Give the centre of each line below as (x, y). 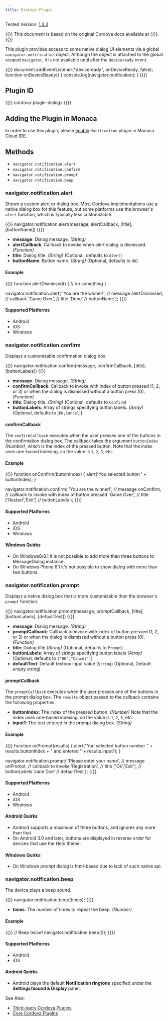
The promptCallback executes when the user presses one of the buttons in (82, 692)
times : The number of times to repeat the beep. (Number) (72, 910)
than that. (22, 832)
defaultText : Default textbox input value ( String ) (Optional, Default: (82, 664)
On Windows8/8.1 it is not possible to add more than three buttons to (83, 556)
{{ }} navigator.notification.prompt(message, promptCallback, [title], (74, 611)
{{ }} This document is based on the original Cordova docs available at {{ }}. (82, 34)
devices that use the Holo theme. (47, 843)
